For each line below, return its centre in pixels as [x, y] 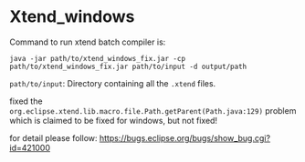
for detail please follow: [53, 137]
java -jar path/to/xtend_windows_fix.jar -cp [97, 58]
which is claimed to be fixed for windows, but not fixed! [113, 120]
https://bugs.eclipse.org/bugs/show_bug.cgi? [185, 137]
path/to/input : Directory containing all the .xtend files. [113, 83]
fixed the [26, 101]
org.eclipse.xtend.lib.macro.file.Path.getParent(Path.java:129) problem [153, 110]
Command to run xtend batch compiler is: [88, 42]
